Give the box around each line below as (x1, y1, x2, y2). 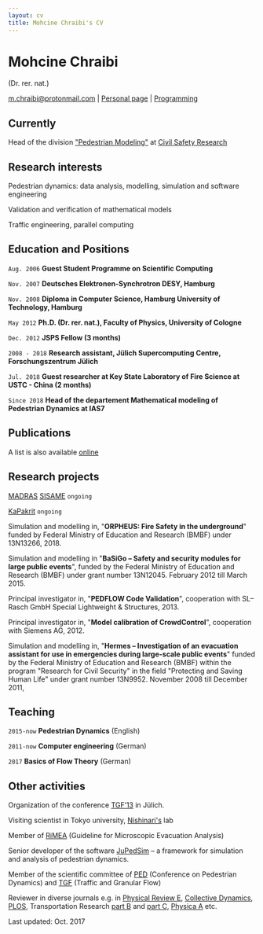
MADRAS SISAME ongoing (8, 491, 93, 500)
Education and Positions (8, 243, 130, 256)
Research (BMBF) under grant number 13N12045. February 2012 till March (8, 570, 248, 579)
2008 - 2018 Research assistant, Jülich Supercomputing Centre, (8, 347, 221, 358)
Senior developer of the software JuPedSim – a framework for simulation (8, 846, 243, 855)
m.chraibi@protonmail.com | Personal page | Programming (8, 94, 199, 103)
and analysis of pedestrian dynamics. (8, 855, 130, 864)
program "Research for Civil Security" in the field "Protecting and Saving (8, 666, 243, 675)
